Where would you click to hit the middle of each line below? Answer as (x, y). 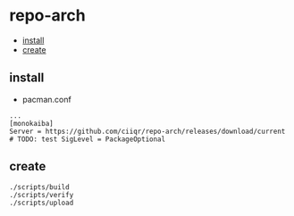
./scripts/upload (42, 203)
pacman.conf (46, 99)
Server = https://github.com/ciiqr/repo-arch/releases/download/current (147, 131)
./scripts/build (39, 187)
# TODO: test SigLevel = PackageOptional (88, 139)
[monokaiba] (31, 123)
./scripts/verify (42, 195)
